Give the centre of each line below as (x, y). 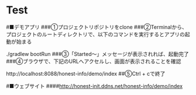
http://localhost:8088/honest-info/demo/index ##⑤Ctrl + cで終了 (86, 73)
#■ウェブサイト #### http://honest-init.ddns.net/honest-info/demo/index (94, 86)
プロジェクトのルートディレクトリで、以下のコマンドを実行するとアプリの (96, 34)
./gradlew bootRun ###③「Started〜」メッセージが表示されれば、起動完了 (97, 54)
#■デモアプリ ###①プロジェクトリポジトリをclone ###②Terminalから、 (97, 27)
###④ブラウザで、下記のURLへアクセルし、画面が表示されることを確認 (94, 61)
